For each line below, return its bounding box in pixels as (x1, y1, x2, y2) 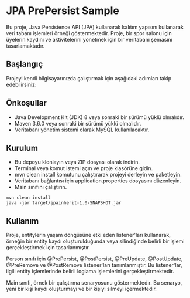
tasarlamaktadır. (6, 42, 45, 49)
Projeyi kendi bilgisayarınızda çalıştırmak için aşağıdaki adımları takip (6, 74, 172, 82)
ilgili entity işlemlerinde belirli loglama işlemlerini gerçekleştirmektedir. (6, 268, 174, 275)
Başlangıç (6, 59, 43, 69)
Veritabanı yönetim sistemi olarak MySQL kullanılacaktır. (14, 126, 150, 133)
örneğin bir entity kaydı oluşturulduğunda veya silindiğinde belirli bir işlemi (6, 238, 185, 245)
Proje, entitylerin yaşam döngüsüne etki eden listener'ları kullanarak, (6, 232, 171, 239)
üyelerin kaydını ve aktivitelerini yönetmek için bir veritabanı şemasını (6, 36, 172, 43)
